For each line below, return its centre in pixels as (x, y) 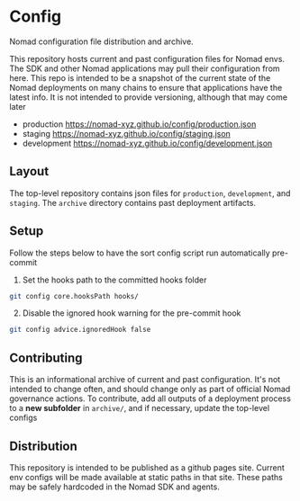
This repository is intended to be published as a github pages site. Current (147, 467)
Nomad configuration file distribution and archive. (101, 41)
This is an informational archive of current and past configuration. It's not (145, 380)
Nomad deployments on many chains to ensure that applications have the (146, 87)
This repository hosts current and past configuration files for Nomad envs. (147, 58)
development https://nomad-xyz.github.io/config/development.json (147, 143)
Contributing (46, 358)
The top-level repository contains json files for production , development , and (150, 193)
